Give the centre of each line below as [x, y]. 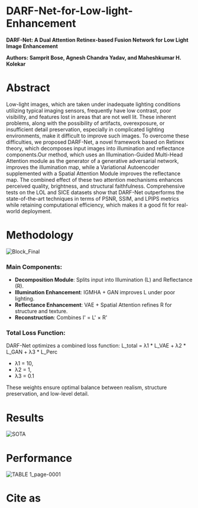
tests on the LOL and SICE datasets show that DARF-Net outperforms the [95, 192]
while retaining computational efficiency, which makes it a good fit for [91, 205]
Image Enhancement [32, 46]
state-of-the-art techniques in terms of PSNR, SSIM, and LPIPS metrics [92, 198]
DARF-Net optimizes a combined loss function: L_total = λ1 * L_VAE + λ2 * [96, 346]
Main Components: [34, 266]
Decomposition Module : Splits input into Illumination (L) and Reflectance [103, 280]
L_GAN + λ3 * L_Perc [32, 352]
